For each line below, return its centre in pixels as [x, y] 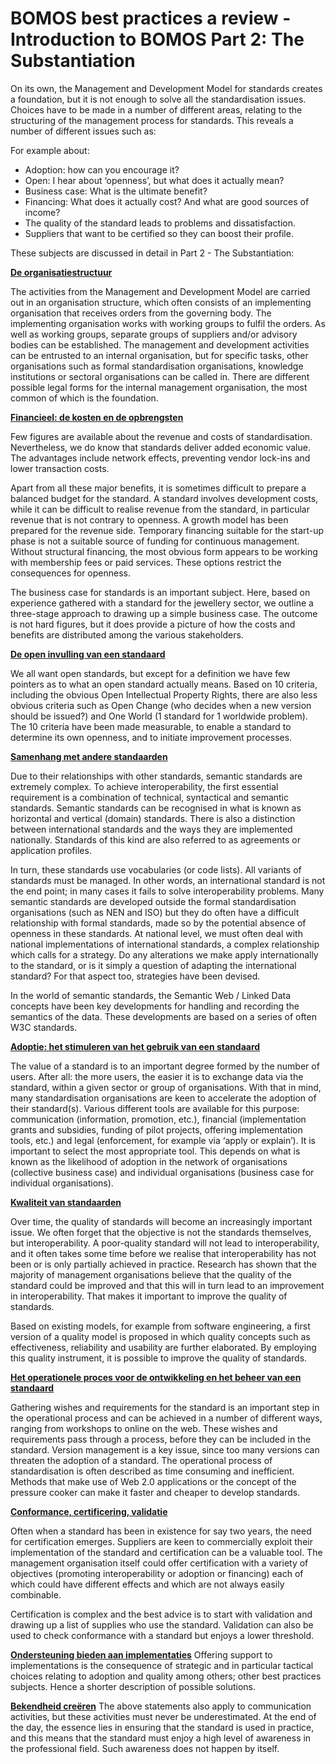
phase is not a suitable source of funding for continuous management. [155, 541]
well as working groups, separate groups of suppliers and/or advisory [154, 334]
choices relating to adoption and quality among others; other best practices [166, 1676]
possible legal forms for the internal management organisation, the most [159, 387]
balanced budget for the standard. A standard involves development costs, [164, 498]
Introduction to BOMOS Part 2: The [157, 39]
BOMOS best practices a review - [151, 18]
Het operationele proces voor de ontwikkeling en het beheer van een [156, 1377]
